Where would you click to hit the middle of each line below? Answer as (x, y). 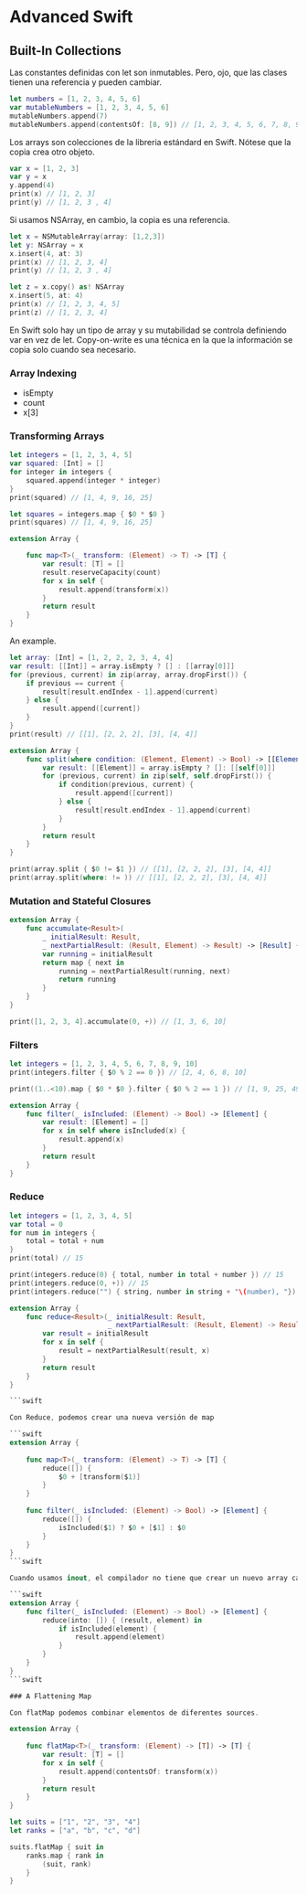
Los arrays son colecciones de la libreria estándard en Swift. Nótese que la (150, 142)
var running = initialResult (98, 954)
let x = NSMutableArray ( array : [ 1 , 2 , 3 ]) (88, 236)
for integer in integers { (61, 473)
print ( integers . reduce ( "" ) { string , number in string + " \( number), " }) (153, 1292)
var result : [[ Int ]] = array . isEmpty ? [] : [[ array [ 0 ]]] (122, 666)
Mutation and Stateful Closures (80, 900)
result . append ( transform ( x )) (114, 590)
